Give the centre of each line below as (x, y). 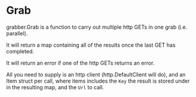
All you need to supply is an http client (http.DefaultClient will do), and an (96, 74)
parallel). (17, 33)
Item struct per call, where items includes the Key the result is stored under (98, 81)
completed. (20, 51)
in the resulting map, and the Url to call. (55, 87)
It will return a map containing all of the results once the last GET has (91, 45)
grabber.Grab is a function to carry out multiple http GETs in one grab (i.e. (97, 27)
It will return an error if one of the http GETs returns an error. (80, 63)
